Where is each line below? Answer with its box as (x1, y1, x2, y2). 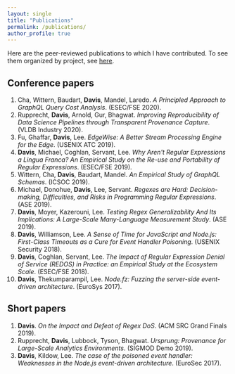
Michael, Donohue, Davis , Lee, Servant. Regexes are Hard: (17, 186, 189, 194)
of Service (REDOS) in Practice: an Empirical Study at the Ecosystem (17, 260, 218, 269)
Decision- (189, 186, 218, 194)
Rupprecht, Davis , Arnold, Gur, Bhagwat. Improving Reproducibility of (17, 110, 220, 120)
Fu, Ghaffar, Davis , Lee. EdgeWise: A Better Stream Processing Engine (17, 133, 222, 141)
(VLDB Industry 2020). (17, 126, 83, 134)
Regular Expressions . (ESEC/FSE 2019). (17, 163, 132, 172)
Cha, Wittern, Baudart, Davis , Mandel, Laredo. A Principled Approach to (17, 96, 227, 104)
